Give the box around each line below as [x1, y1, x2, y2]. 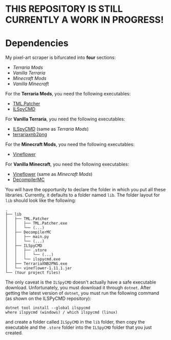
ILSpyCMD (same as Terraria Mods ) [12, 126, 89, 132]
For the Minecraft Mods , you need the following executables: [5, 142, 135, 148]
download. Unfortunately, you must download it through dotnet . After [5, 285, 151, 291]
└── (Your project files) [5, 270, 60, 275]
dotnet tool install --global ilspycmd [5, 306, 91, 311]
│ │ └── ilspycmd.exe [5, 257, 60, 262]
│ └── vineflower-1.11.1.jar [5, 266, 72, 271]
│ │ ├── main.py [5, 234, 50, 239]
